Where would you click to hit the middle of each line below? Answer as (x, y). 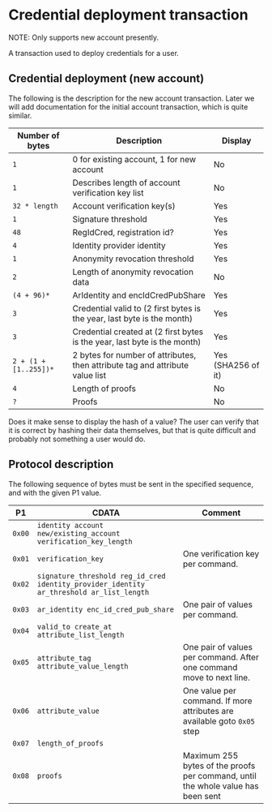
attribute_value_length (83, 666)
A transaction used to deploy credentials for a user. (94, 53)
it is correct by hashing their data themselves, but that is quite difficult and (132, 430)
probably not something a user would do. (77, 439)
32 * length (36, 206)
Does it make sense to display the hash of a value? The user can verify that (134, 421)
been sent (202, 796)
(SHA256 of (236, 365)
